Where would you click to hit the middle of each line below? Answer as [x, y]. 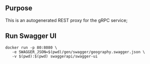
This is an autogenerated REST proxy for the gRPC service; [66, 20]
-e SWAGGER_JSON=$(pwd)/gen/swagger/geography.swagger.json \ [78, 52]
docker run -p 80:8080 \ [31, 47]
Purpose [19, 8]
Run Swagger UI [31, 36]
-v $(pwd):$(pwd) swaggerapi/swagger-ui [55, 56]
